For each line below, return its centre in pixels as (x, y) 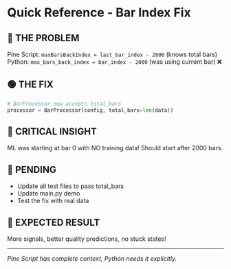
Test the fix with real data (53, 201)
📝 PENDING (32, 169)
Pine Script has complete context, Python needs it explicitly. (92, 258)
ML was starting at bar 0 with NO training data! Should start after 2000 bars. (115, 148)
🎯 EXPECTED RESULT (54, 222)
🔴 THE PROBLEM (43, 38)
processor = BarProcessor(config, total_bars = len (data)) (90, 110)
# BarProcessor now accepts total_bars (64, 104)
